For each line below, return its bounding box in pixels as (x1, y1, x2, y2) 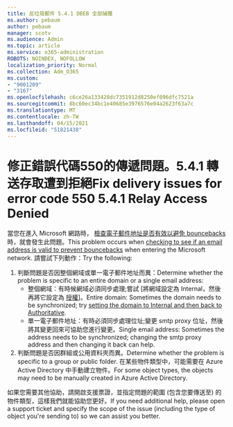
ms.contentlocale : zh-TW (7, 113, 79, 120)
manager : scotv (7, 29, 51, 37)
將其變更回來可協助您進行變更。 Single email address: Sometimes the (27, 325, 225, 333)
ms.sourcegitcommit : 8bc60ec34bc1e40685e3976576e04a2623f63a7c (7, 101, 194, 107)
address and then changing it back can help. (27, 340, 155, 349)
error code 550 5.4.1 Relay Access (7, 191, 208, 207)
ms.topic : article (7, 42, 60, 49)
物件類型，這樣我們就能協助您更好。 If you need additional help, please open (7, 397, 225, 406)
